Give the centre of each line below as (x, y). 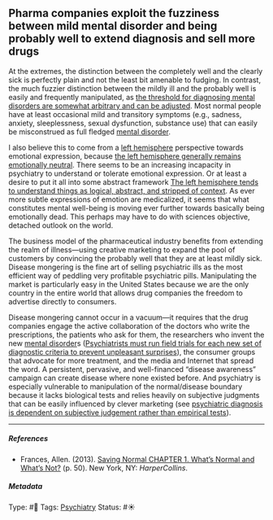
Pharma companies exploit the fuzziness (114, 13)
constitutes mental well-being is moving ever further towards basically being (136, 208)
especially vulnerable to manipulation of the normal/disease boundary (126, 387)
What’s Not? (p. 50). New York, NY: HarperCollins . (104, 468)
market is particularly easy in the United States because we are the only (129, 284)
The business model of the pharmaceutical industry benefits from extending (136, 241)
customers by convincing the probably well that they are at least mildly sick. (135, 258)
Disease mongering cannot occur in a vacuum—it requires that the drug (128, 317)
